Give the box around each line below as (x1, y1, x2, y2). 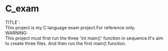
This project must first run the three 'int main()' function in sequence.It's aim (5, 35, 163, 41)
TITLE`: (5, 19, 20, 25)
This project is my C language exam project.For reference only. (5, 24, 136, 30)
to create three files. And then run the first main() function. (5, 40, 127, 46)
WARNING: (5, 30, 28, 36)
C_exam (5, 3, 39, 14)
